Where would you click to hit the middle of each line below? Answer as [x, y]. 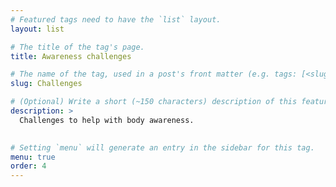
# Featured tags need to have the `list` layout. [116, 19]
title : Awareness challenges [71, 56]
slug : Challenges [46, 84]
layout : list [37, 29]
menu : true [33, 157]
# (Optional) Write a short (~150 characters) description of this [154, 102]
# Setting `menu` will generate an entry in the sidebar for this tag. [162, 147]
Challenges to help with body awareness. [107, 120]
